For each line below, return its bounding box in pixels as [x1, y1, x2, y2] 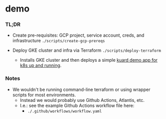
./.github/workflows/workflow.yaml [27, 108, 102, 113]
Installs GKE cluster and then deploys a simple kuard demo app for [20, 57, 158, 63]
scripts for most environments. [12, 91, 76, 98]
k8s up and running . [20, 62, 62, 68]
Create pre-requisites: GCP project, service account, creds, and [12, 32, 144, 38]
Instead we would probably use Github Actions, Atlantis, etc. [20, 97, 144, 103]
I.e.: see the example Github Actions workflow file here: [20, 102, 134, 108]
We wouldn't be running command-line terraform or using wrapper [12, 86, 150, 92]
